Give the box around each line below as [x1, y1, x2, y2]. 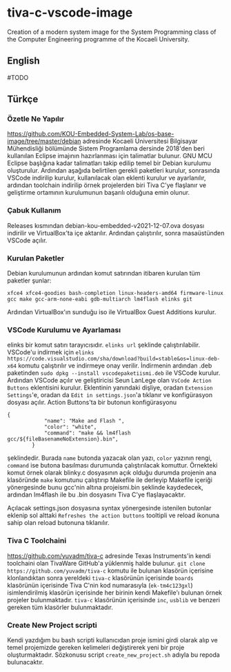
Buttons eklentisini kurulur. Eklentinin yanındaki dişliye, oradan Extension [7, 383, 213, 392]
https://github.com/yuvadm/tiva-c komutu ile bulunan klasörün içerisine [7, 566, 214, 575]
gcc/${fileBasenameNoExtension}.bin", [7, 436, 119, 443]
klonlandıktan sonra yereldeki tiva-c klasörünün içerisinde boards [7, 573, 194, 582]
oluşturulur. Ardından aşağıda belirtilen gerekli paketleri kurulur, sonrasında [7, 166, 221, 175]
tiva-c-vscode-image [7, 5, 133, 21]
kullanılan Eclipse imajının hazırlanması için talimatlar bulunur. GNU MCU [7, 152, 212, 160]
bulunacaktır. [7, 657, 44, 666]
